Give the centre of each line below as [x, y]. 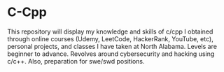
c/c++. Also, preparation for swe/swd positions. [76, 61]
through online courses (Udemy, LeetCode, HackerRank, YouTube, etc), [110, 38]
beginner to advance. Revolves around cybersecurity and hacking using [111, 54]
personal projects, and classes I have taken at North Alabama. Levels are [112, 46]
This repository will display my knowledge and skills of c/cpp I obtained [110, 31]
